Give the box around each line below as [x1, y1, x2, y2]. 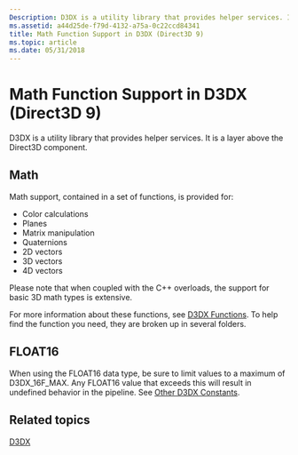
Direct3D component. [9, 142, 88, 153]
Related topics [9, 412, 90, 427]
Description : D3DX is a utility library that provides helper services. [9, 12, 284, 22]
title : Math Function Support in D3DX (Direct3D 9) [9, 29, 204, 38]
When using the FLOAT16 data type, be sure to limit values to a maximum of [9, 368, 286, 379]
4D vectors [21, 265, 64, 275]
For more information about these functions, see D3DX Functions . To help [9, 308, 278, 320]
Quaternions [21, 236, 68, 247]
